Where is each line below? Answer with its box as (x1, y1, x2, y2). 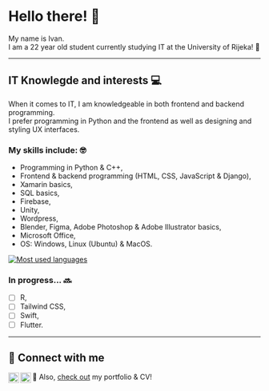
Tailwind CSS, (19, 301, 66, 311)
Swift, (19, 311, 39, 321)
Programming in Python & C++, (19, 163, 123, 173)
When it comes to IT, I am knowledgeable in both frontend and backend (8, 99, 245, 109)
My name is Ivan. (8, 34, 65, 43)
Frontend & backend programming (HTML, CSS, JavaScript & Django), (19, 171, 251, 181)
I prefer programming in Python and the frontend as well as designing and (8, 116, 252, 126)
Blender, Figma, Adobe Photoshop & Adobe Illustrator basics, (19, 222, 222, 232)
